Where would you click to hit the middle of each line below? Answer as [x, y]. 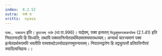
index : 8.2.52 [20, 9]
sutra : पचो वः [19, 14]
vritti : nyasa [20, 19]
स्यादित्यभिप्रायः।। [19, 49]
